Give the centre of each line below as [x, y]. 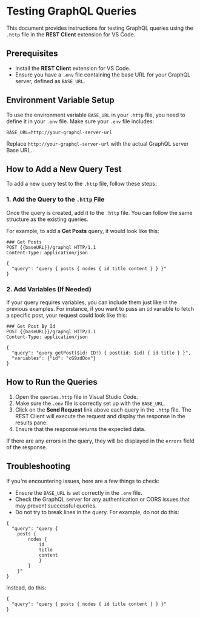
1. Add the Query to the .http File [55, 200]
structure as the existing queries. [48, 219]
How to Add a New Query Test [64, 169]
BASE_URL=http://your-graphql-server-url [59, 132]
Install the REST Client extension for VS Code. [73, 68]
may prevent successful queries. [56, 506]
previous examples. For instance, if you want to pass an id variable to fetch [100, 308]
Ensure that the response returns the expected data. [80, 429]
